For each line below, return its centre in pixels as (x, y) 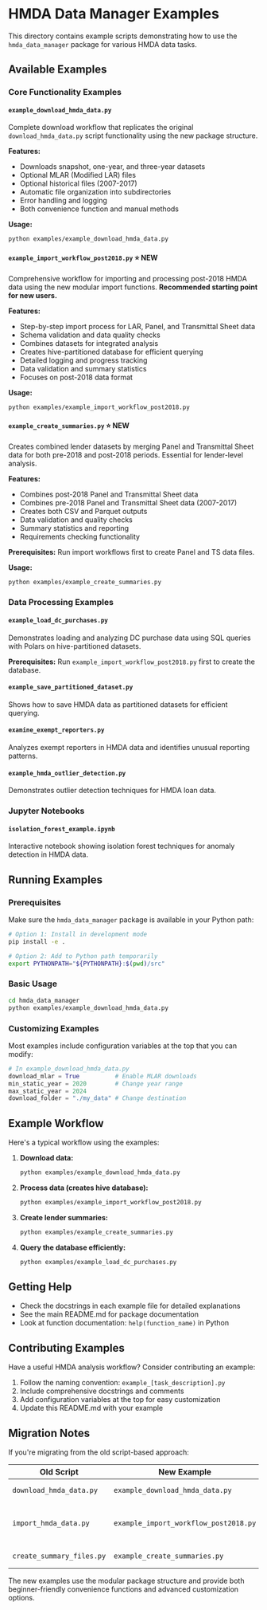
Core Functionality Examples (65, 92)
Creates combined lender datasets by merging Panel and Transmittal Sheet (131, 446)
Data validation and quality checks (76, 520)
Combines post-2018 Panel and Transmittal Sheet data (109, 494)
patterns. (23, 756)
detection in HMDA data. (48, 854)
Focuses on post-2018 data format (76, 377)
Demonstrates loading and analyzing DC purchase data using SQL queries (130, 638)
